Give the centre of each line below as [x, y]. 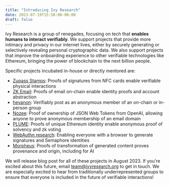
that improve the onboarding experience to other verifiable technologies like [84, 56]
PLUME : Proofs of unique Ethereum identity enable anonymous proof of [88, 124]
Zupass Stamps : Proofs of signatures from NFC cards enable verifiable [87, 81]
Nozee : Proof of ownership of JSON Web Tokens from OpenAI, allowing [88, 113]
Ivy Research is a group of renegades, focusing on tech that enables [77, 34]
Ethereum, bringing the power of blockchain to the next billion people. [78, 61]
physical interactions [34, 86]
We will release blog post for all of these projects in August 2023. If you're [83, 161]
